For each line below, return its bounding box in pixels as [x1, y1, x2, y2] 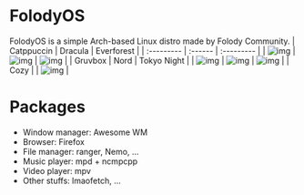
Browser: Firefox [22, 136, 85, 147]
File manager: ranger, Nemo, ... [22, 146, 139, 157]
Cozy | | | [9, 65, 69, 76]
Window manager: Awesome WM [22, 127, 148, 138]
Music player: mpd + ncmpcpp [22, 156, 138, 167]
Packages [9, 97, 86, 118]
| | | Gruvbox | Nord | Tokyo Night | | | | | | [35, 55, 289, 66]
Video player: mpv [22, 165, 91, 176]
